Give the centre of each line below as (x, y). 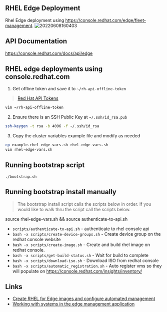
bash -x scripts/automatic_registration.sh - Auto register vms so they (87, 266)
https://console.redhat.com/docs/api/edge (49, 53)
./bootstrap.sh (21, 177)
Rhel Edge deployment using (35, 20)
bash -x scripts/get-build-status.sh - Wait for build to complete (80, 255)
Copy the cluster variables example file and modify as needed (76, 136)
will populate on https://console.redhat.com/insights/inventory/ (77, 271)
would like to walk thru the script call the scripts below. (74, 209)
